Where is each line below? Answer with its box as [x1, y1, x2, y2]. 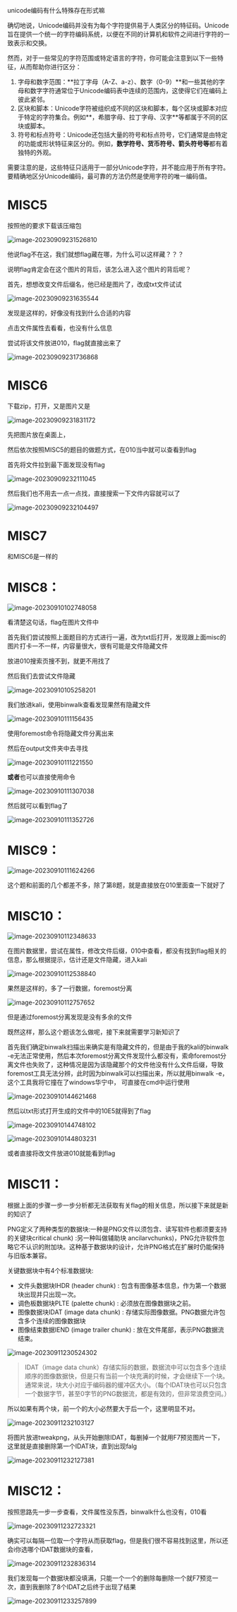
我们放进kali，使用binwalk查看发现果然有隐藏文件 [7, 700, 151, 709]
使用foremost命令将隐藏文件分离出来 [7, 729, 114, 738]
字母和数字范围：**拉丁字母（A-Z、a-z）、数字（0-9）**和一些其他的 [17, 78, 219, 86]
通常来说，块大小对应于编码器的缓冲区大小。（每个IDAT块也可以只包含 [24, 1381, 227, 1389]
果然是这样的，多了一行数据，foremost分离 [7, 984, 133, 992]
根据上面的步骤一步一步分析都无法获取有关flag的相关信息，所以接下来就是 [7, 1201, 223, 1209]
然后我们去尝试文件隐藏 [7, 671, 75, 680]
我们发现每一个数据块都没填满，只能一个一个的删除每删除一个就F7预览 [7, 1573, 213, 1582]
